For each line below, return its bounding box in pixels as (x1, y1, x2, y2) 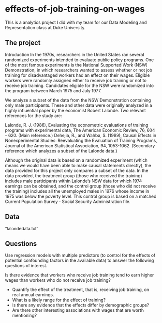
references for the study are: (5, 113, 62, 119)
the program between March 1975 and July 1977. (5, 87, 102, 93)
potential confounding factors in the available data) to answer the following (5, 257, 154, 263)
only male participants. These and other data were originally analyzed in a (5, 102, 152, 108)
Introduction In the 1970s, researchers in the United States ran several (5, 51, 144, 57)
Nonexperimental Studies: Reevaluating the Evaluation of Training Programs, (5, 137, 157, 143)
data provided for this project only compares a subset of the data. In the (5, 168, 148, 173)
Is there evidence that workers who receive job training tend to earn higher (5, 272, 154, 278)
